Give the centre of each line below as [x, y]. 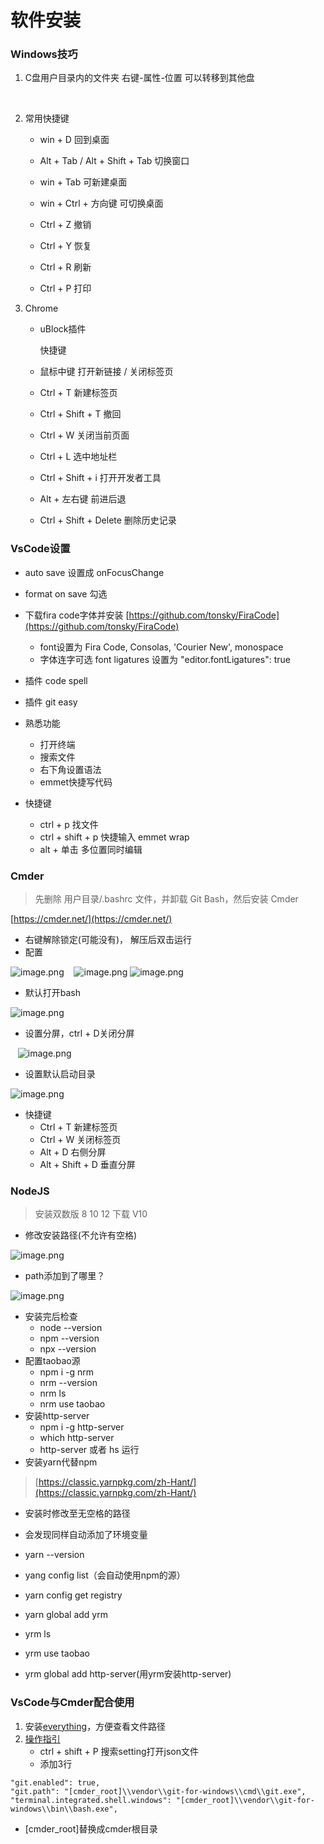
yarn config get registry [73, 1595]
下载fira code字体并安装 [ [77, 615]
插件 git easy [51, 702]
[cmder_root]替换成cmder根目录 [91, 1828]
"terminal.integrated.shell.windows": [91, 1800]
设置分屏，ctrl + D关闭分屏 [79, 1033]
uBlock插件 [63, 329]
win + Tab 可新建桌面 [83, 182]
